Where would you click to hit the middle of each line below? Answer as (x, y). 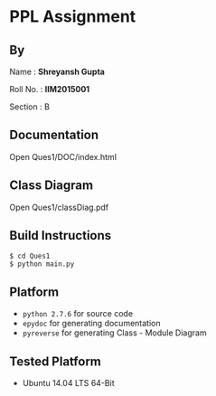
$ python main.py (42, 264)
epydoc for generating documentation (91, 324)
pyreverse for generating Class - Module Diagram (114, 333)
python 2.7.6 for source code (78, 314)
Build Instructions (61, 236)
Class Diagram (51, 186)
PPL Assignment (73, 17)
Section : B (29, 107)
